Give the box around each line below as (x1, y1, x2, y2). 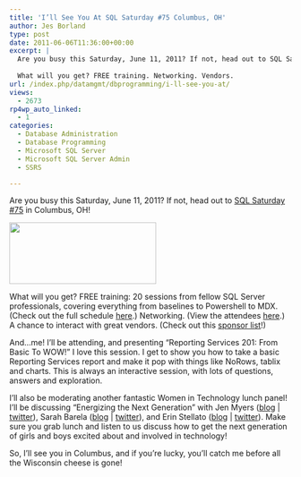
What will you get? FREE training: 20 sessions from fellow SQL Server (9, 292, 266, 302)
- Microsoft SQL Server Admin (17, 154, 130, 164)
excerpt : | (9, 47, 50, 55)
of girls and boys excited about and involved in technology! (9, 430, 228, 441)
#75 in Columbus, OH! (9, 205, 91, 216)
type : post (9, 30, 50, 38)
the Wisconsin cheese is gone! (9, 457, 123, 468)
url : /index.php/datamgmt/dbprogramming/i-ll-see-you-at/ (9, 80, 230, 89)
